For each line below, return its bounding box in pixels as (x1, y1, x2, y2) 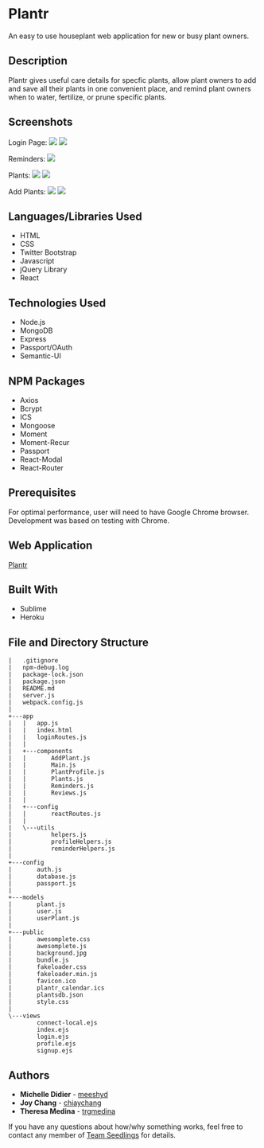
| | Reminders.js (8, 782, 94, 791)
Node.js (19, 318, 46, 327)
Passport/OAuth (19, 343, 73, 353)
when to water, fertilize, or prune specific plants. (8, 92, 167, 102)
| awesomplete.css (8, 935, 91, 943)
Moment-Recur (19, 438, 70, 447)
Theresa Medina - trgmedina (19, 1107, 116, 1116)
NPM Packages (8, 374, 85, 388)
